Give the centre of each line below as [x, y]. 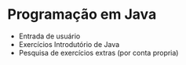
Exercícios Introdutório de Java [69, 44]
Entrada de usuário [49, 36]
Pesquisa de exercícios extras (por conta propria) [98, 52]
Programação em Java [82, 14]
